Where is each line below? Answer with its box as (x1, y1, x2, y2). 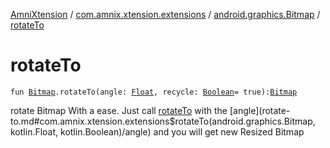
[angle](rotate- (229, 104, 291, 116)
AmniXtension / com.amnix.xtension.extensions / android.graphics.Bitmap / (10, 9, 321, 20)
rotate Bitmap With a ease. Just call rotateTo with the (10, 104, 228, 116)
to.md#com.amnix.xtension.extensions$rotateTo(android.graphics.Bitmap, (10, 115, 316, 127)
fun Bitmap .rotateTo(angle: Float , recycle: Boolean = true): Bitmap (10, 87, 298, 97)
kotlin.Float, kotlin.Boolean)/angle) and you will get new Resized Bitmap (10, 125, 305, 138)
